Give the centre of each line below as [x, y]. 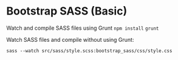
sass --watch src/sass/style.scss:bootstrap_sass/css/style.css [89, 51]
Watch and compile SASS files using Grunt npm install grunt [83, 28]
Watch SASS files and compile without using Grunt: [70, 39]
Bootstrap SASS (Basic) [67, 11]
